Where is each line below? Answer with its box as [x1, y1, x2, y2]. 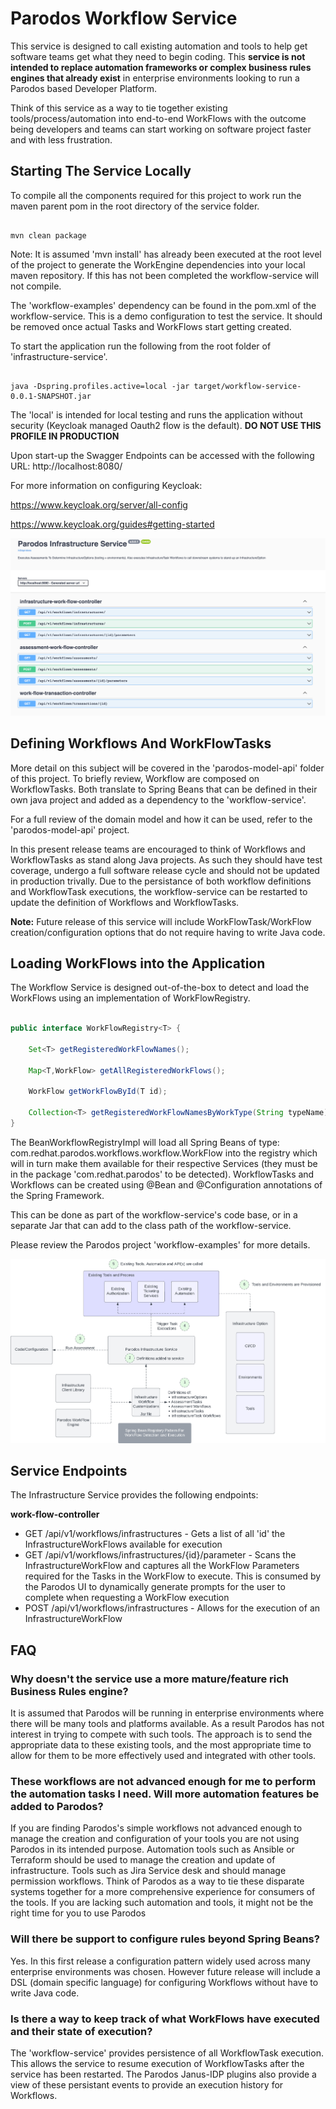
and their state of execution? [10, 2024, 153, 2038]
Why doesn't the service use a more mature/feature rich [10, 1672, 289, 1686]
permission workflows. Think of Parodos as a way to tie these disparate [10, 1875, 305, 1887]
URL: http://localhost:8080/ [10, 460, 123, 472]
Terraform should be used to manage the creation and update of [10, 1854, 276, 1866]
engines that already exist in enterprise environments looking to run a [10, 72, 300, 84]
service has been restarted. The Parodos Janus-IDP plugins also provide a [10, 2068, 317, 2080]
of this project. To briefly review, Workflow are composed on [10, 772, 260, 784]
